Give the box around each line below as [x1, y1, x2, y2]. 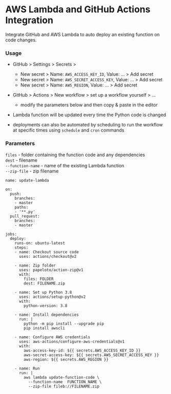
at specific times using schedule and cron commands [12, 127, 124, 134]
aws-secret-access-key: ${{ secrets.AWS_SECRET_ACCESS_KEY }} [24, 352, 159, 358]
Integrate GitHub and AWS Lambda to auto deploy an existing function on [5, 31, 160, 37]
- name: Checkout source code [14, 249, 79, 254]
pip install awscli [24, 325, 66, 331]
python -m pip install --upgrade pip [24, 321, 104, 326]
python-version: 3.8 [24, 303, 68, 308]
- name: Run [14, 366, 40, 371]
